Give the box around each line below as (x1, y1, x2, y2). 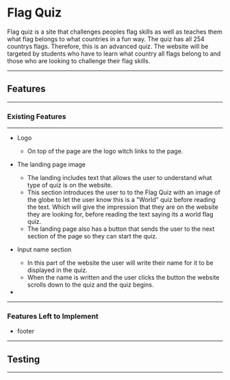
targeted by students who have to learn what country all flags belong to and (7, 49, 221, 58)
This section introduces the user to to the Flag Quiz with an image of (27, 188, 220, 197)
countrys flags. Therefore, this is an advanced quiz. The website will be (7, 42, 209, 50)
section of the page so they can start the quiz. (27, 232, 157, 241)
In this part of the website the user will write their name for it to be (27, 259, 214, 267)
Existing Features (7, 111, 66, 121)
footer (16, 327, 35, 335)
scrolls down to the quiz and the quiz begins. (27, 280, 154, 289)
